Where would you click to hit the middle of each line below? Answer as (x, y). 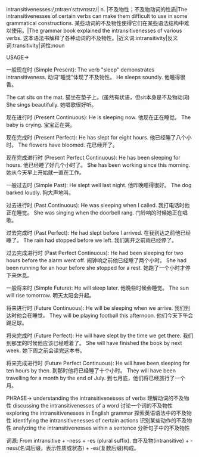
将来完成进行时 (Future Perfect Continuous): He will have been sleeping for (98, 363)
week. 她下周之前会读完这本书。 (46, 350)
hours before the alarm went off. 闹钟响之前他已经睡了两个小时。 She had (96, 260)
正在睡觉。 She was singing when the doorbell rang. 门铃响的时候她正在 (94, 213)
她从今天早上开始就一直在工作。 (45, 172)
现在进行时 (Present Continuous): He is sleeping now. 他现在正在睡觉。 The (99, 117)
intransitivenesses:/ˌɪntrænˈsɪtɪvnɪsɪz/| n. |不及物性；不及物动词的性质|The (97, 9)
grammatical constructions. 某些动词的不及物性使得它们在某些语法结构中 (95, 23)
